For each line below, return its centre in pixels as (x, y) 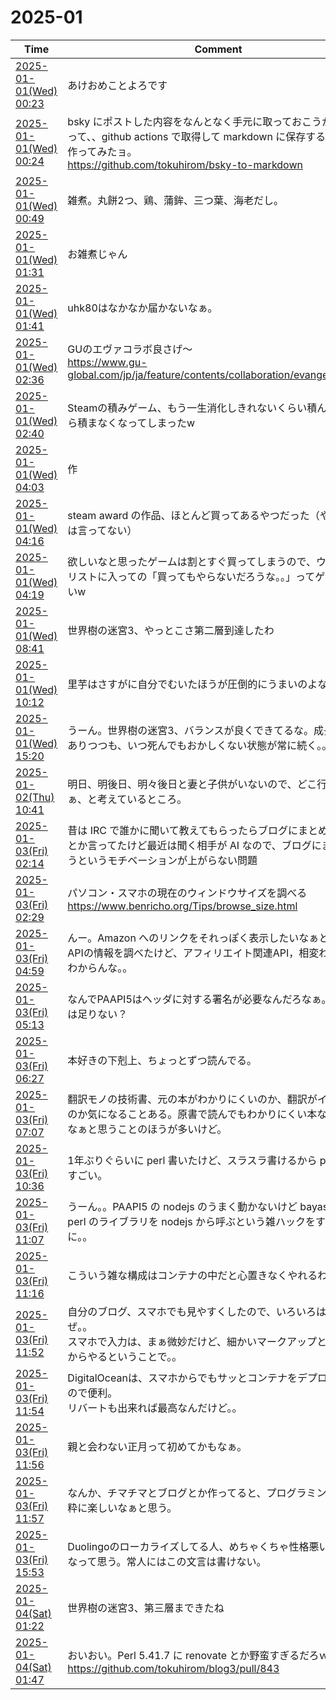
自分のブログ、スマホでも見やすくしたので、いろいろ (192, 1311)
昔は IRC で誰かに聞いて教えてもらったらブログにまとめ (198, 830)
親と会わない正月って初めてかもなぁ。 (157, 1446)
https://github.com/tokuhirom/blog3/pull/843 (173, 1668)
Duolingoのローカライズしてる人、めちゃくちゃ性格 (188, 1546)
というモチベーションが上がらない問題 (167, 860)
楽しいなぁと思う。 (132, 1508)
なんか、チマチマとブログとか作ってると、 (167, 1493)
